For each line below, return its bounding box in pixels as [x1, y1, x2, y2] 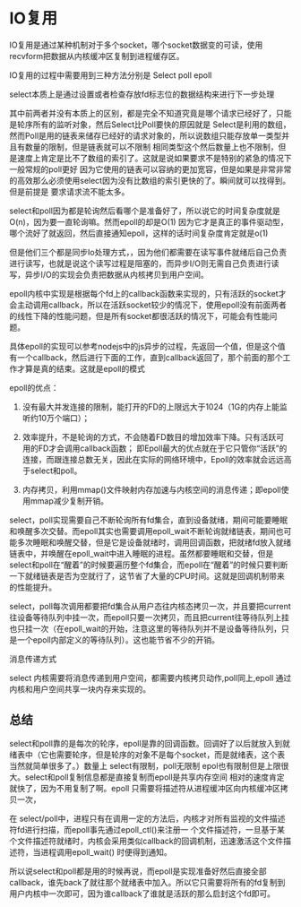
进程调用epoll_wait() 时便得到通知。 [39, 846, 172, 857]
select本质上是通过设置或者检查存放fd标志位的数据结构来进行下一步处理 [9, 89, 275, 99]
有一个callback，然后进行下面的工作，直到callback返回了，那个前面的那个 [9, 351, 284, 363]
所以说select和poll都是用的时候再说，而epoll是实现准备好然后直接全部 [9, 866, 267, 877]
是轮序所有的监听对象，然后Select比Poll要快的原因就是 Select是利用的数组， [9, 118, 291, 130]
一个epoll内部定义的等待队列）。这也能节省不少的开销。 [16, 634, 219, 645]
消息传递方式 [9, 653, 56, 664]
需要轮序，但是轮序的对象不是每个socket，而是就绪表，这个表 [56, 749, 285, 760]
